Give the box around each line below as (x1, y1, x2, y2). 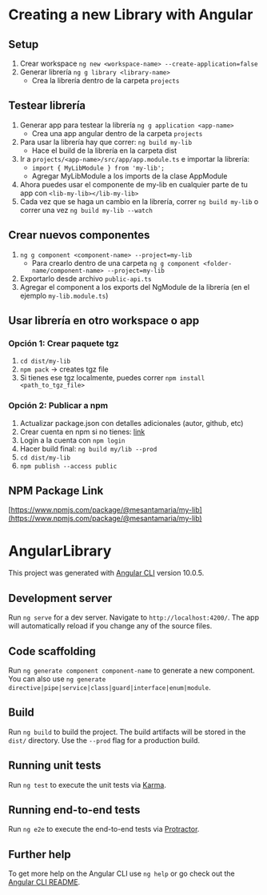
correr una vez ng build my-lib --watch (19, 205, 153, 215)
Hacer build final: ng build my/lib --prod (19, 443, 157, 453)
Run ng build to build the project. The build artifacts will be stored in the (8, 727, 246, 736)
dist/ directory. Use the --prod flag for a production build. (8, 735, 200, 745)
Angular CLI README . (8, 877, 81, 887)
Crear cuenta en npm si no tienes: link (19, 427, 145, 436)
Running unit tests (8, 759, 102, 773)
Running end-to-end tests (8, 803, 141, 817)
